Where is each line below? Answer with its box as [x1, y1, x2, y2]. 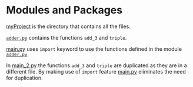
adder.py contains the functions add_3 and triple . [6, 34, 127, 41]
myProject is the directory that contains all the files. [6, 23, 131, 30]
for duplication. [6, 74, 43, 81]
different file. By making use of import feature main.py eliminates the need [6, 68, 187, 75]
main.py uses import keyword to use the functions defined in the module [6, 45, 182, 53]
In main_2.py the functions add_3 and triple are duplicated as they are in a [6, 62, 187, 69]
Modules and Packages [6, 4, 122, 17]
